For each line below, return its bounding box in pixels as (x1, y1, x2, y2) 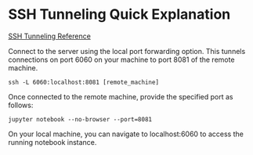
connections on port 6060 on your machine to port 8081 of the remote (8, 55, 235, 64)
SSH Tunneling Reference (8, 31, 92, 41)
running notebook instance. (8, 137, 97, 146)
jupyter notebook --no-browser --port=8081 (8, 115, 153, 123)
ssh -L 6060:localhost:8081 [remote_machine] (8, 78, 159, 86)
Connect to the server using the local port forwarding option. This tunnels (8, 46, 246, 56)
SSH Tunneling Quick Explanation (8, 5, 231, 23)
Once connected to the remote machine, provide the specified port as (8, 92, 233, 101)
